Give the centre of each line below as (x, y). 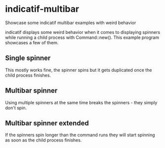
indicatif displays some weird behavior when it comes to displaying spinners (83, 32)
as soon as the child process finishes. (43, 140)
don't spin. (16, 108)
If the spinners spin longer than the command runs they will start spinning (80, 135)
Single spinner (28, 58)
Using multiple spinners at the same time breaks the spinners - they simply (81, 102)
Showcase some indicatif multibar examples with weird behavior (71, 23)
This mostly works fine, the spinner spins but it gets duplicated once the (79, 70)
